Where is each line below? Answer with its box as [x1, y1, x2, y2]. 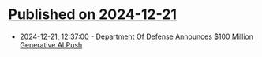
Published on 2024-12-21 [8, 6, 178, 24]
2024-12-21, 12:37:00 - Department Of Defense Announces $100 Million [19, 32, 254, 41]
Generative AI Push [19, 40, 83, 49]
